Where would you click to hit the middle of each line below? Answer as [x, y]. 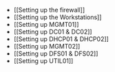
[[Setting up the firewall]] [49, 10]
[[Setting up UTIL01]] [43, 61]
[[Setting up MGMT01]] [46, 24]
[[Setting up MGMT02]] [47, 46]
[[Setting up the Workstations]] [57, 17]
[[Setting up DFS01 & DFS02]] [56, 53]
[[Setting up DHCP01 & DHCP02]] [61, 39]
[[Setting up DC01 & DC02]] [53, 32]
